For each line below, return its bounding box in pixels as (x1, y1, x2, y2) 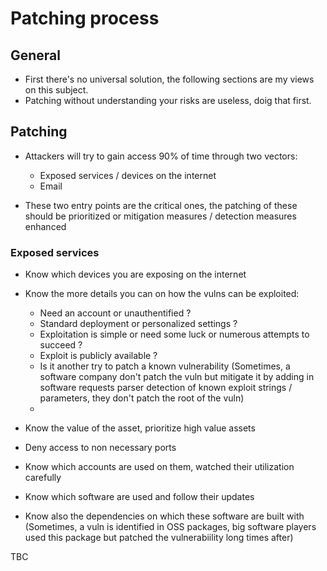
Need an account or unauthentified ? (39, 307, 192, 319)
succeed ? (39, 339, 83, 351)
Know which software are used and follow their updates (24, 491, 255, 503)
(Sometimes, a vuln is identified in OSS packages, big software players (24, 521, 317, 533)
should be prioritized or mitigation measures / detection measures (24, 210, 297, 222)
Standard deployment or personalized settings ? (39, 318, 238, 330)
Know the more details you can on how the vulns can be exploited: (24, 288, 300, 300)
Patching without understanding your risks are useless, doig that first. (24, 95, 312, 106)
